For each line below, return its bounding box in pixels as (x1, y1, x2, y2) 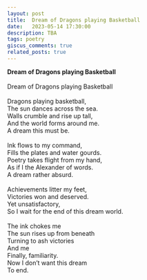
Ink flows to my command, (7, 141, 83, 149)
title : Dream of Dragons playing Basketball (7, 17, 140, 24)
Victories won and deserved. (7, 192, 89, 200)
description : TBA (7, 29, 57, 37)
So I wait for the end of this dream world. (7, 207, 124, 215)
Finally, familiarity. (7, 251, 59, 259)
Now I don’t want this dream (7, 259, 88, 267)
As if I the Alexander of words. (7, 163, 93, 171)
